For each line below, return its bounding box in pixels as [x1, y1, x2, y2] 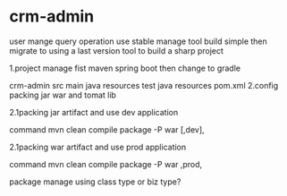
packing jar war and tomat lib [9, 89, 116, 100]
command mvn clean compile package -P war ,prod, [9, 158, 203, 169]
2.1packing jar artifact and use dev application [9, 107, 179, 117]
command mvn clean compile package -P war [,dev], [9, 124, 205, 135]
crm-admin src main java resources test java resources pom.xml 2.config [9, 80, 279, 90]
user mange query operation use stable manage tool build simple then [9, 36, 268, 47]
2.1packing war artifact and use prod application [9, 141, 187, 152]
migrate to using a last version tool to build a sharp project [9, 45, 224, 55]
